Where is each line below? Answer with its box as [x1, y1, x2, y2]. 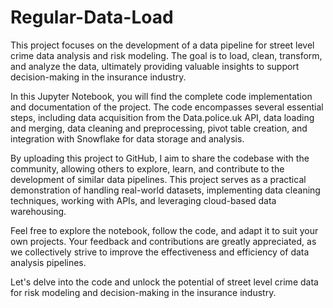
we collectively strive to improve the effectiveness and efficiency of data [10, 246, 310, 258]
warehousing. [10, 205, 67, 217]
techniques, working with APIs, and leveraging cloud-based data [10, 194, 277, 206]
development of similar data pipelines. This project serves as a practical [10, 173, 307, 185]
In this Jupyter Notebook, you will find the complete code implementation [10, 90, 313, 102]
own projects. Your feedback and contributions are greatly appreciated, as [10, 235, 317, 247]
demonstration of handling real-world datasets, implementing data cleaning [10, 184, 321, 196]
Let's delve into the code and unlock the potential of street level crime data [10, 276, 319, 288]
